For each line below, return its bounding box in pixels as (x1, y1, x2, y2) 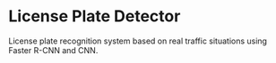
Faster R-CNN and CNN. (8, 44, 99, 55)
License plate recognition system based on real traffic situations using (8, 35, 268, 46)
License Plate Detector (8, 6, 181, 27)
